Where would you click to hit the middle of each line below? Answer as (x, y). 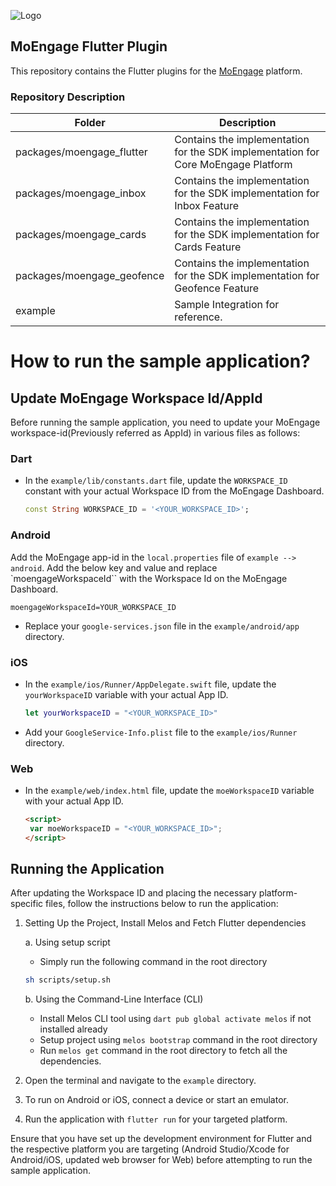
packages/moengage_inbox (81, 193)
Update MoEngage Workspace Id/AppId (136, 398)
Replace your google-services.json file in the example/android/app (162, 626)
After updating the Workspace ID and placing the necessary (133, 893)
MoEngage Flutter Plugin (89, 46)
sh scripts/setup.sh (67, 980)
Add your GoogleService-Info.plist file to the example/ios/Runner (161, 732)
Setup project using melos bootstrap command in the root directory (178, 1040)
